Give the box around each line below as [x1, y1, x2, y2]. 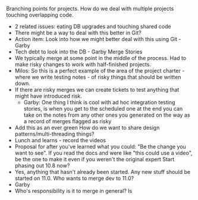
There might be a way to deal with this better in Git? [14, 29, 142, 36]
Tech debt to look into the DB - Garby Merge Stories [14, 48, 143, 55]
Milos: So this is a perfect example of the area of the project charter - [14, 67, 185, 74]
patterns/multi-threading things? [14, 130, 95, 137]
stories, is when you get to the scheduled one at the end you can [23, 105, 183, 112]
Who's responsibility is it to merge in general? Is [14, 187, 133, 194]
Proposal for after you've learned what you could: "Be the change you [14, 143, 186, 150]
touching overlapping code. [6, 11, 74, 18]
